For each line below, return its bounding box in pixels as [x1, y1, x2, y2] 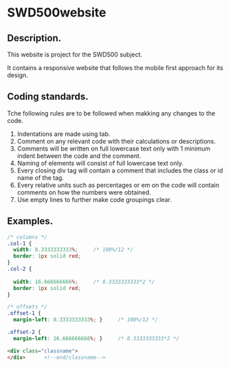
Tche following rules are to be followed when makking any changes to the [7, 109, 216, 118]
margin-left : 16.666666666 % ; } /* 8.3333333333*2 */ [13, 335, 180, 342]
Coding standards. [7, 91, 89, 102]
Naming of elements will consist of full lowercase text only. [16, 159, 184, 167]
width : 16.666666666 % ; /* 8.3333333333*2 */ [13, 278, 155, 285]
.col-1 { [7, 240, 32, 247]
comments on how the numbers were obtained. [16, 188, 151, 197]
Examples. [7, 215, 54, 227]
